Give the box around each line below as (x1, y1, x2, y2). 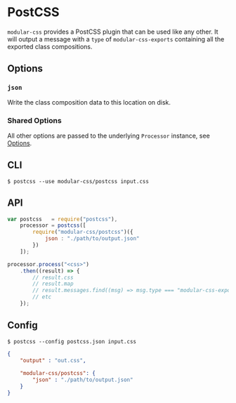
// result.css (32, 274, 74, 281)
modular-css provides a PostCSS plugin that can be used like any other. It (7, 27, 219, 36)
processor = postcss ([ (20, 222, 86, 229)
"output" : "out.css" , (20, 357, 86, 364)
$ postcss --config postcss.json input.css (7, 338, 137, 345)
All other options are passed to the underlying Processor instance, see (7, 131, 211, 140)
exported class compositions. (7, 42, 93, 51)
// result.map (32, 280, 74, 288)
